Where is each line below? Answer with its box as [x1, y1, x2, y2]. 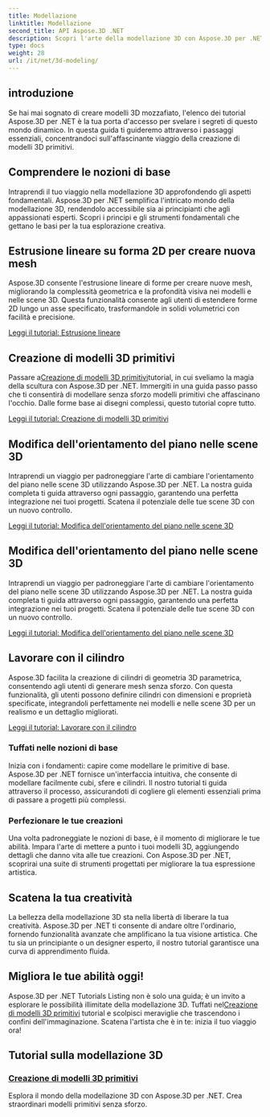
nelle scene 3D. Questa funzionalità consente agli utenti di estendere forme [8, 295, 258, 305]
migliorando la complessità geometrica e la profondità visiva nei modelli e [8, 286, 252, 296]
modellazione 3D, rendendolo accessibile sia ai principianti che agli [8, 204, 231, 213]
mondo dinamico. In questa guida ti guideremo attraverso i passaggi [8, 125, 234, 134]
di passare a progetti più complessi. [8, 794, 127, 805]
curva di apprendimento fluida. [8, 946, 110, 956]
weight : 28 [8, 49, 45, 57]
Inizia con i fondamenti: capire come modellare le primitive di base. [8, 760, 231, 770]
